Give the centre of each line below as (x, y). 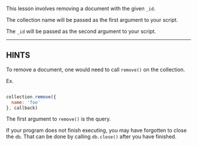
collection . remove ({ (31, 97)
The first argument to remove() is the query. (59, 119)
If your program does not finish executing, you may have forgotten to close (96, 130)
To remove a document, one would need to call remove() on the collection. (96, 69)
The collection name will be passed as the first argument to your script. (92, 20)
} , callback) (22, 108)
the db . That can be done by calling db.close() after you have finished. (91, 137)
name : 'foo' (26, 102)
